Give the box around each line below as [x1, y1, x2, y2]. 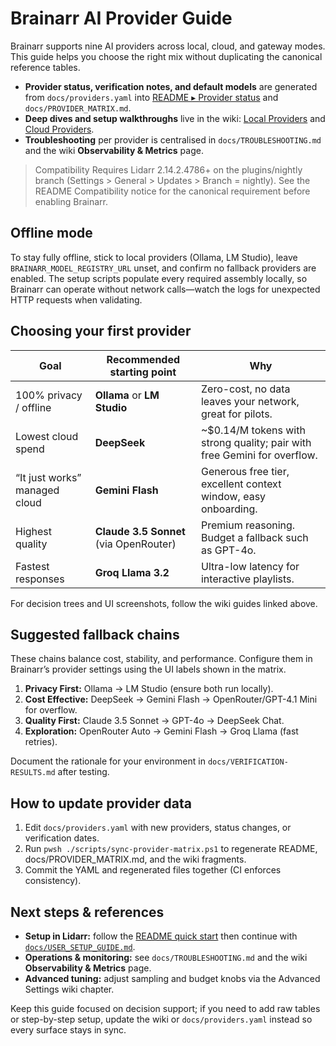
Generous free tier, [200, 464, 290, 478]
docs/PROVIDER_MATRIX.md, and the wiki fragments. [24, 853, 247, 866]
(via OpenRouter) [94, 537, 177, 551]
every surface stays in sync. [10, 1024, 127, 1036]
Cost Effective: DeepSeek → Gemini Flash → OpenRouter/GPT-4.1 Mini [24, 693, 318, 706]
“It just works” [15, 470, 82, 484]
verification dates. [24, 832, 100, 844]
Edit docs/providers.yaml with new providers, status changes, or [24, 822, 292, 834]
